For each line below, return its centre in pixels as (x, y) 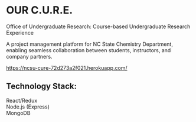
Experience (20, 32)
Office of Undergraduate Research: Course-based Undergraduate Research (98, 26)
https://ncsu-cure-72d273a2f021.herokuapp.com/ (67, 67)
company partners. (29, 56)
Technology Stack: (42, 87)
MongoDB (18, 113)
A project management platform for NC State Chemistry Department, (89, 44)
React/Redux (22, 100)
